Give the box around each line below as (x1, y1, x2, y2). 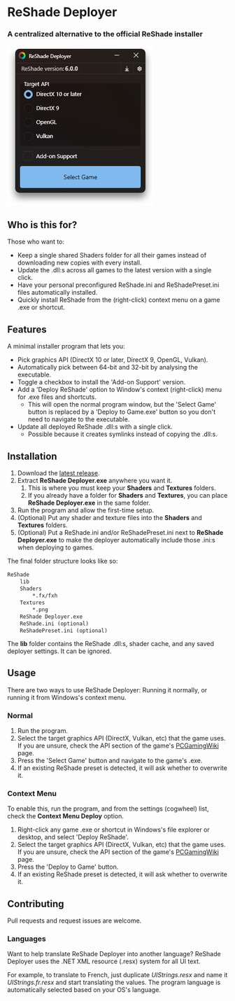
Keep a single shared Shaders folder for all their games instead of (17, 251, 207, 260)
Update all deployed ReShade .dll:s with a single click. (17, 423, 173, 431)
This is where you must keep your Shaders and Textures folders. (27, 484, 216, 492)
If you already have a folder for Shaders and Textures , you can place (27, 491, 228, 499)
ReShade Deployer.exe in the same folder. (27, 498, 150, 507)
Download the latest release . (17, 468, 100, 477)
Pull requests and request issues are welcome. (7, 916, 142, 925)
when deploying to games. (17, 543, 94, 552)
